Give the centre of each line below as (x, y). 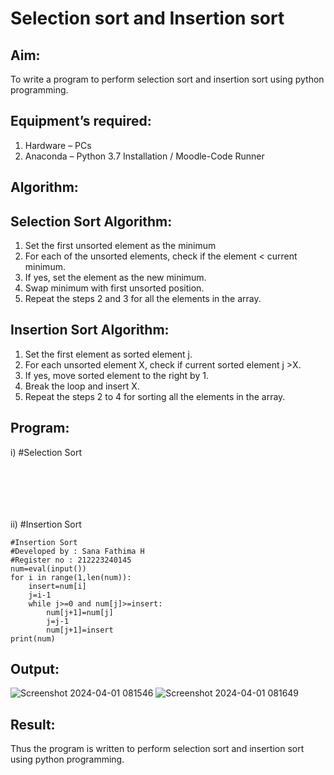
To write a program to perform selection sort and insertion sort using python (167, 79)
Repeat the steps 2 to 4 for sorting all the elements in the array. (155, 396)
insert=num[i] (57, 586)
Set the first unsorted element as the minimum (120, 246)
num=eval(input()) (48, 568)
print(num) (33, 638)
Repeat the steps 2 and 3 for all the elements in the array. (143, 299)
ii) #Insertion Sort (46, 524)
